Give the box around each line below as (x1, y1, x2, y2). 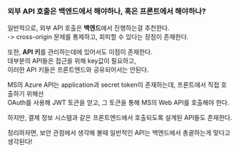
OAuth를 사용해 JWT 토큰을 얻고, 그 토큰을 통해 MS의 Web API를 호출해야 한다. (7, 98, 230, 107)
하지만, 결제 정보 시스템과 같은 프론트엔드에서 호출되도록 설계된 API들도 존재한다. (7, 114, 233, 122)
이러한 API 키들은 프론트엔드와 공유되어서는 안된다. (7, 65, 149, 74)
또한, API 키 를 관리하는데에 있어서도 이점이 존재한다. (7, 48, 153, 56)
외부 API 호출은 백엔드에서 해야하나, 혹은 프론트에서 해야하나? (7, 6, 206, 16)
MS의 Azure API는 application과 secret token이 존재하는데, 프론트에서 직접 (7, 80, 220, 89)
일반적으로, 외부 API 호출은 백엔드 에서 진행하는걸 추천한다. (7, 23, 170, 33)
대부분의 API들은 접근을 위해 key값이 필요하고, (7, 57, 137, 65)
